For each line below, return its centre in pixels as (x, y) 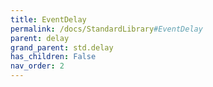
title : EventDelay (48, 19)
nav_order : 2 (37, 66)
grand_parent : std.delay (62, 47)
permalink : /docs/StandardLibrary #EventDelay (106, 29)
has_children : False (53, 57)
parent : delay (40, 38)
